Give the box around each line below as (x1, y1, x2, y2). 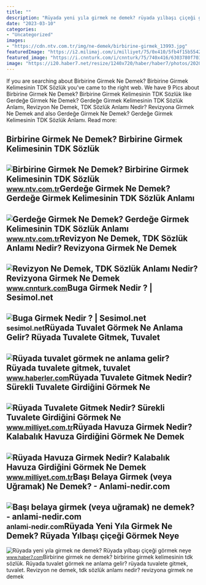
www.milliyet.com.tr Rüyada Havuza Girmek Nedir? (6, 422, 193, 432)
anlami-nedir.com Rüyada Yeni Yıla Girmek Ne (6, 521, 173, 532)
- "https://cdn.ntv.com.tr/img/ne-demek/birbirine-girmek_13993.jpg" (6, 44, 188, 50)
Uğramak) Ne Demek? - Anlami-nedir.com (6, 481, 170, 491)
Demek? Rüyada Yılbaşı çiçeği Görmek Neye (6, 531, 180, 541)
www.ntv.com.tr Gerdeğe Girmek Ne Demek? (6, 183, 170, 194)
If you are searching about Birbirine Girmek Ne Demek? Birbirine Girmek (6, 77, 189, 85)
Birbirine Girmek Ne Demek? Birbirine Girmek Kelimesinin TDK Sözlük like (6, 90, 192, 97)
